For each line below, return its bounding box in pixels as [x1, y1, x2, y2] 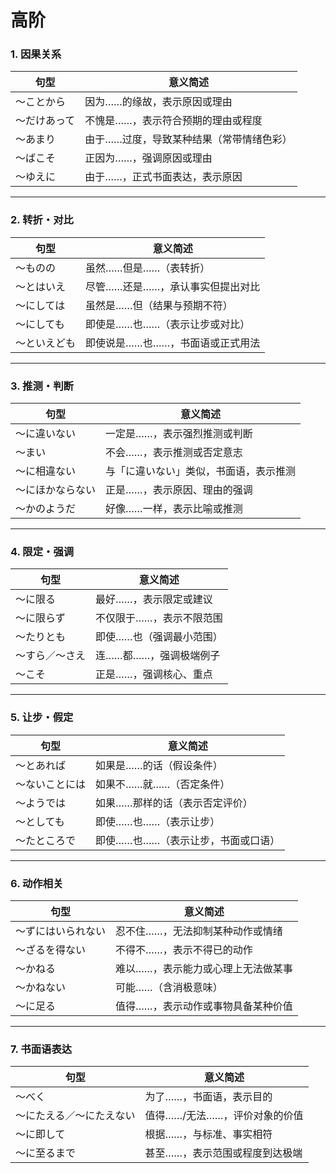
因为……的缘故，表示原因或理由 [84, 95, 233, 109]
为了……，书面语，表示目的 [144, 1090, 273, 1104]
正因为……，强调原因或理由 [84, 151, 213, 165]
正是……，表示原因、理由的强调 [105, 483, 253, 497]
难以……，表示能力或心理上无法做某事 [115, 961, 293, 975]
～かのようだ [15, 502, 77, 516]
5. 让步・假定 [10, 711, 74, 725]
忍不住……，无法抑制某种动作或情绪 [115, 924, 283, 938]
